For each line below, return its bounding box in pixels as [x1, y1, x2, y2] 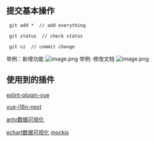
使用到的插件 [6, 75, 55, 85]
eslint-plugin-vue [6, 91, 50, 99]
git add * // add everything [9, 22, 86, 29]
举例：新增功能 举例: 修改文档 [6, 55, 115, 62]
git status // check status [9, 33, 84, 39]
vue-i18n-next [6, 103, 41, 110]
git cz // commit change [9, 43, 75, 50]
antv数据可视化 [6, 115, 45, 123]
